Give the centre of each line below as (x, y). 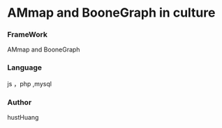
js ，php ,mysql (30, 83)
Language (25, 67)
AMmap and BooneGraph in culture (111, 13)
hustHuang (23, 118)
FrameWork (27, 35)
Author (20, 102)
